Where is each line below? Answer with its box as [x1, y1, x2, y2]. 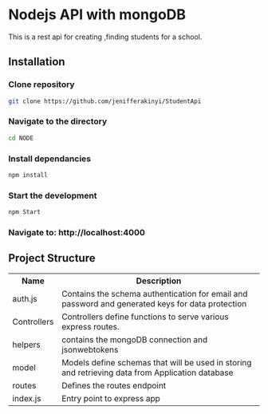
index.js [12, 392, 41, 404]
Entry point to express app [61, 392, 161, 404]
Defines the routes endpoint [61, 380, 166, 391]
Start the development [8, 190, 97, 201]
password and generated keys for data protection [61, 298, 247, 309]
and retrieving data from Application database [61, 367, 234, 378]
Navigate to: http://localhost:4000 [8, 227, 146, 238]
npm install [8, 171, 48, 179]
